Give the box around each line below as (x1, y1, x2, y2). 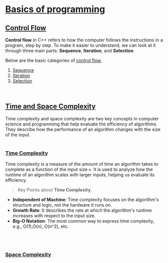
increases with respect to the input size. (12, 213, 96, 219)
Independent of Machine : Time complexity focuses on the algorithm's (12, 196, 159, 203)
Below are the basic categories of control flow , (5, 57, 102, 63)
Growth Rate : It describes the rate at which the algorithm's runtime (12, 208, 152, 214)
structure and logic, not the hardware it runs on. (12, 202, 112, 208)
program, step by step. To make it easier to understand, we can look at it (5, 42, 156, 48)
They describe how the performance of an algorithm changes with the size (5, 126, 160, 132)
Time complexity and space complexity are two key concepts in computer (5, 115, 159, 121)
